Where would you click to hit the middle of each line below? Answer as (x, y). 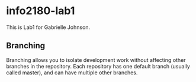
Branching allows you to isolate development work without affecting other (96, 60)
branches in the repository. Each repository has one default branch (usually (98, 66)
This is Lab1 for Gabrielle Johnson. (48, 27)
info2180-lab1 (41, 11)
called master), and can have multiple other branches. (72, 73)
